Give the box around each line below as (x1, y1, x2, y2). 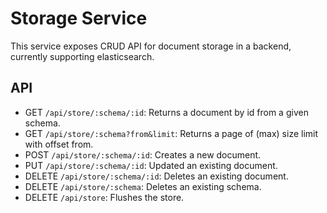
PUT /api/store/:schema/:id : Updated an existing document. (24, 159, 278, 171)
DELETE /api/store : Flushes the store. (24, 191, 185, 203)
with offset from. (24, 138, 94, 150)
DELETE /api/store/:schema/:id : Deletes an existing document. (24, 170, 289, 182)
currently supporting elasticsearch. (10, 50, 155, 62)
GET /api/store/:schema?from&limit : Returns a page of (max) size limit (24, 127, 319, 139)
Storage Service (10, 7, 148, 30)
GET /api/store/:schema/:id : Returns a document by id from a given (24, 106, 309, 118)
